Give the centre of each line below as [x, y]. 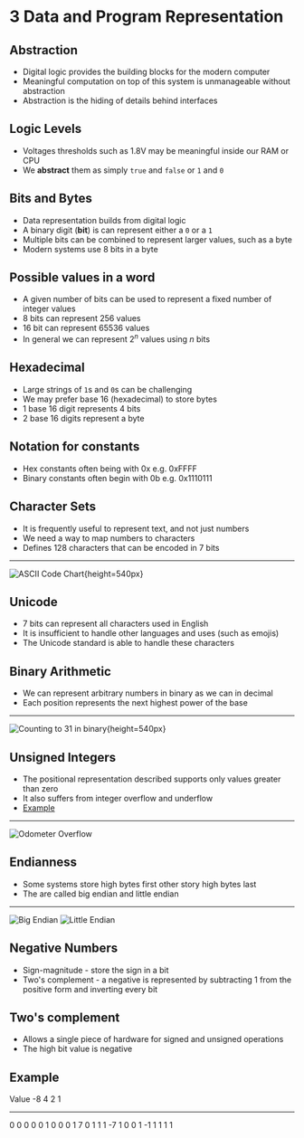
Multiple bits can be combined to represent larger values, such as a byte [157, 239]
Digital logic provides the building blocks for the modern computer [146, 71]
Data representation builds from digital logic [104, 220]
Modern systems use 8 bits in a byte [90, 249]
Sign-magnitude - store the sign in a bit [95, 970]
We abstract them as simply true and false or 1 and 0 [123, 170]
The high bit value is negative [77, 1049]
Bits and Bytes [51, 199]
